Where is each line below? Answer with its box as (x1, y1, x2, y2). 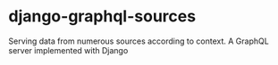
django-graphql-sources (8, 6, 197, 27)
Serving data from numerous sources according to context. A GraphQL (8, 36, 269, 46)
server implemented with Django (8, 45, 129, 55)
